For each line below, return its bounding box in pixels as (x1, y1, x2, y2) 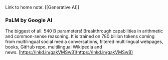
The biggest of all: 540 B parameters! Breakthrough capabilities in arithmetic (5, 28, 163, 34)
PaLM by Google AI (5, 16, 53, 23)
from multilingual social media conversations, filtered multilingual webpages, (5, 38, 163, 44)
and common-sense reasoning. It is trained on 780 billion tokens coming (5, 33, 155, 39)
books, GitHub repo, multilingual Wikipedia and (5, 44, 102, 50)
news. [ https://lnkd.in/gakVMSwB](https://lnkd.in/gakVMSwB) (5, 49, 133, 55)
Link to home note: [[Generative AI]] (5, 4, 79, 10)
